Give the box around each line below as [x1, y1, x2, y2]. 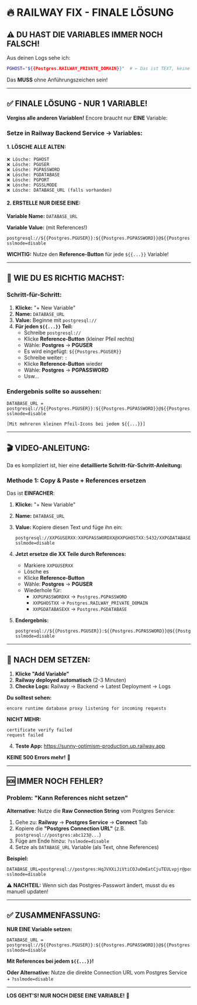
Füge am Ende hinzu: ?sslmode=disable [15, 837, 110, 844]
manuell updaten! [6, 888, 49, 895]
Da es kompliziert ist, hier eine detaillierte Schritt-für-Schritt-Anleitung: [6, 461, 182, 468]
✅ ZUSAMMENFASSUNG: [6, 911, 101, 920]
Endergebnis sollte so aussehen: [6, 387, 102, 395]
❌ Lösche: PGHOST [6, 156, 50, 162]
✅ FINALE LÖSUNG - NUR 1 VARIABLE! [6, 99, 148, 108]
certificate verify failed [6, 727, 72, 733]
